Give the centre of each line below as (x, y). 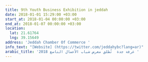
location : (15, 28)
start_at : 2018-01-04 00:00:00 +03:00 (45, 19)
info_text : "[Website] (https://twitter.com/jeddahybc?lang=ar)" (74, 47)
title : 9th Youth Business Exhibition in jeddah (57, 10)
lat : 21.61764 (24, 33)
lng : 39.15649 (24, 38)
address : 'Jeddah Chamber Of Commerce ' (48, 42)
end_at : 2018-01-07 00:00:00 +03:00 (43, 24)
